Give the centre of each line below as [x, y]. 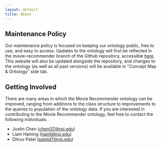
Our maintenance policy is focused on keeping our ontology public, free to [80, 46]
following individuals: [26, 120]
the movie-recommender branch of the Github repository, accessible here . [80, 56]
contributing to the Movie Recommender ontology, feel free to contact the [79, 114]
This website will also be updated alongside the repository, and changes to [80, 61]
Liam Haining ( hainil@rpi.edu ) [42, 134]
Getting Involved [31, 87]
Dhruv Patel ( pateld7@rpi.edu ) [43, 139]
